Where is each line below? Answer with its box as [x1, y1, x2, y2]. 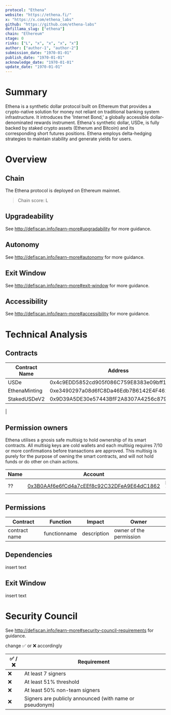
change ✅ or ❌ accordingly [5, 643, 63, 649]
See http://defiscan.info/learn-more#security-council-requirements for [5, 627, 154, 633]
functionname [44, 530, 77, 537]
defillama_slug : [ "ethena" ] [5, 27, 65, 32]
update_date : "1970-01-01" [5, 64, 63, 69]
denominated [5, 119, 33, 126]
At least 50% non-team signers [24, 686, 100, 694]
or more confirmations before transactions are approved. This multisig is [5, 448, 157, 454]
